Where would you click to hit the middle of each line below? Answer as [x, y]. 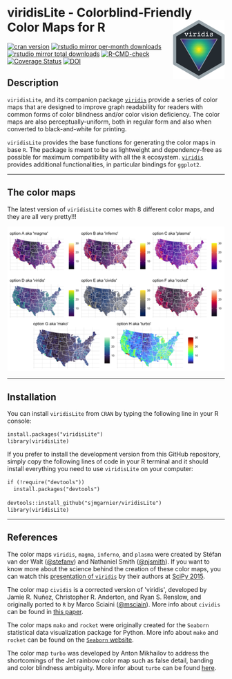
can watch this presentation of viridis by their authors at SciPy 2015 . [106, 576]
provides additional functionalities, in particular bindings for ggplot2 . [104, 164]
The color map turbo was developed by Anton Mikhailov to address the [108, 653]
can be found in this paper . [46, 611]
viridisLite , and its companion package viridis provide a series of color [113, 99]
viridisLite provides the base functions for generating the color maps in [111, 142]
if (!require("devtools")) [46, 482]
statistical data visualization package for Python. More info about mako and [113, 632]
